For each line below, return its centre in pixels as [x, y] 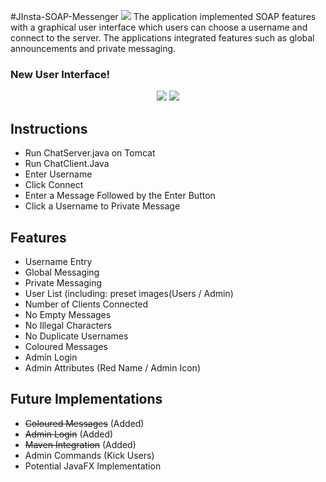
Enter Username [58, 174]
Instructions [49, 128]
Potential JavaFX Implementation [93, 466]
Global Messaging [62, 272]
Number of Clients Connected [86, 304]
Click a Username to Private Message [102, 206]
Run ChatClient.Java [67, 164]
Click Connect [54, 185]
